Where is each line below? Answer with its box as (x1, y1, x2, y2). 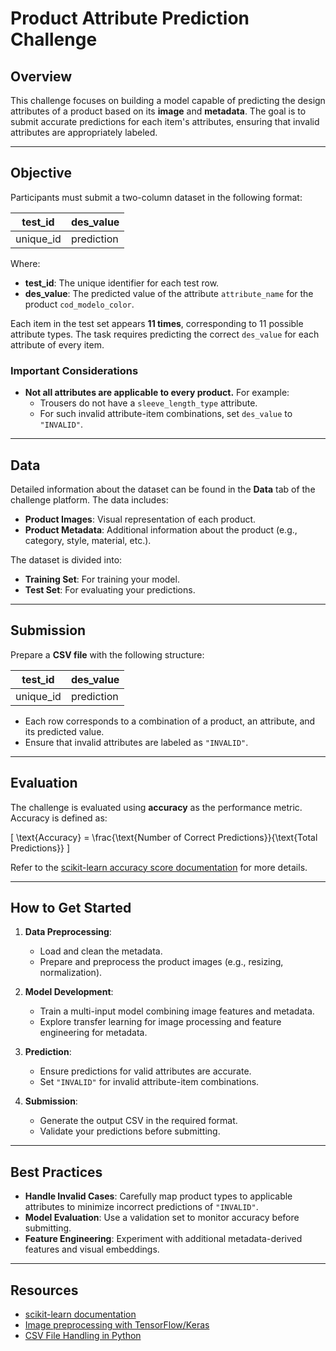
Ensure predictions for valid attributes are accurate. (39, 1065, 252, 1077)
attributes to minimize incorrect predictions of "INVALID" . (24, 1201, 259, 1213)
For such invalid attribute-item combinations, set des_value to (39, 408, 293, 420)
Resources (10, 1282, 79, 1299)
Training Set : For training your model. (24, 573, 180, 585)
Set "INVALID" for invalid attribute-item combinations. (39, 1076, 260, 1088)
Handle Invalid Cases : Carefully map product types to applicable (24, 1190, 293, 1202)
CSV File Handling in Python (24, 1329, 142, 1341)
